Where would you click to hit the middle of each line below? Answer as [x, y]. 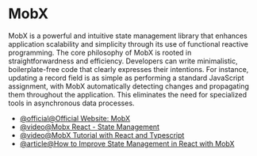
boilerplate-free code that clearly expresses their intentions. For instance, [128, 69]
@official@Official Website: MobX [75, 118]
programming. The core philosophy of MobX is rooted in [100, 52]
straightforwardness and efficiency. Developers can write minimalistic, [123, 61]
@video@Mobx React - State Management [90, 127]
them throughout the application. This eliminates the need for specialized [128, 94]
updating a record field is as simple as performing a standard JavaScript [126, 78]
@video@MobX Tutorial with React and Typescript [102, 135]
